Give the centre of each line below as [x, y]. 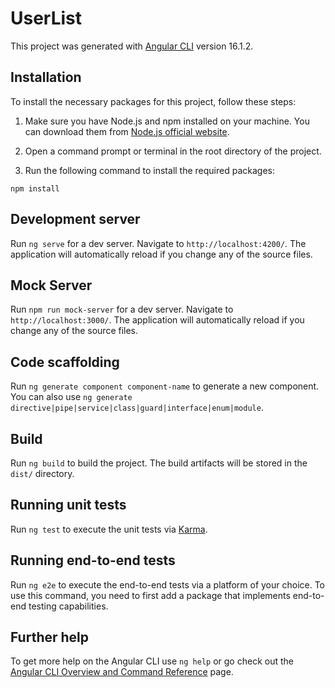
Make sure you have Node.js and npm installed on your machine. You [167, 121]
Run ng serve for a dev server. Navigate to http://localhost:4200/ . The [158, 243]
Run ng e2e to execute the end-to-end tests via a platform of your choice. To [168, 584]
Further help [50, 637]
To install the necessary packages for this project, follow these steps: [153, 101]
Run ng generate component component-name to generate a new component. [165, 386]
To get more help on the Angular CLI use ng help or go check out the [152, 661]
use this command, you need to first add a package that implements [150, 595]
